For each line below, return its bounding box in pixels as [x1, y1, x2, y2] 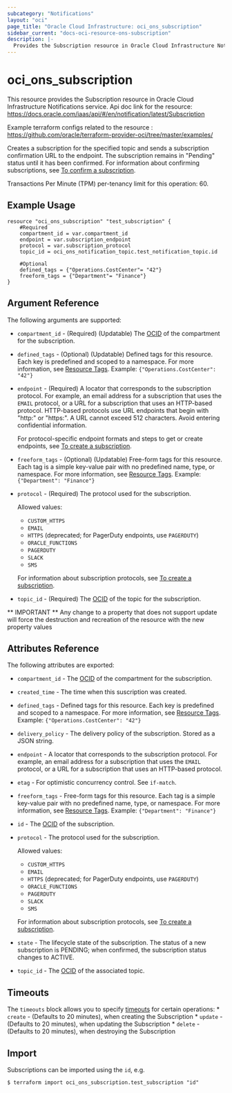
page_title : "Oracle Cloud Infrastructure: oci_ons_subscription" [7, 23, 202, 30]
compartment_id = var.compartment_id [19, 230, 128, 237]
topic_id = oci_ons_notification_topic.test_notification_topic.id [19, 248, 217, 255]
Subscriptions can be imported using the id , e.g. [7, 1066, 145, 1074]
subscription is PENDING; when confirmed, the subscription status [17, 946, 207, 954]
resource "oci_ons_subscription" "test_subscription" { [7, 217, 171, 225]
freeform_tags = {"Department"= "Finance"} [19, 272, 147, 279]
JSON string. [17, 737, 54, 745]
